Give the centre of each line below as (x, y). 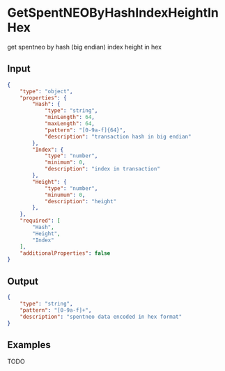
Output (23, 281)
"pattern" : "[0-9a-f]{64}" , (85, 130)
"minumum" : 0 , (65, 195)
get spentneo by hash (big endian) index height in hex (85, 47)
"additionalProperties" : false (65, 253)
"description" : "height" (80, 201)
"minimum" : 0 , (65, 163)
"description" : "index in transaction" (102, 169)
